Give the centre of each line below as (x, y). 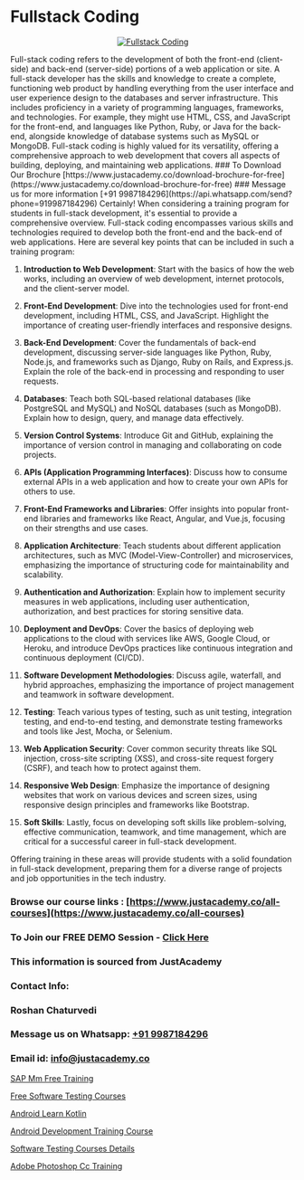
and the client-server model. (76, 288)
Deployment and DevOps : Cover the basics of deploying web (138, 628)
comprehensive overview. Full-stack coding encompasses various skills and (152, 223)
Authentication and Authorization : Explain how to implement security (154, 592)
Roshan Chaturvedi (54, 1010)
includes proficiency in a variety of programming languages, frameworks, (147, 107)
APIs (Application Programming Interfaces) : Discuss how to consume (155, 471)
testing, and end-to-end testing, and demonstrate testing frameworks (153, 721)
